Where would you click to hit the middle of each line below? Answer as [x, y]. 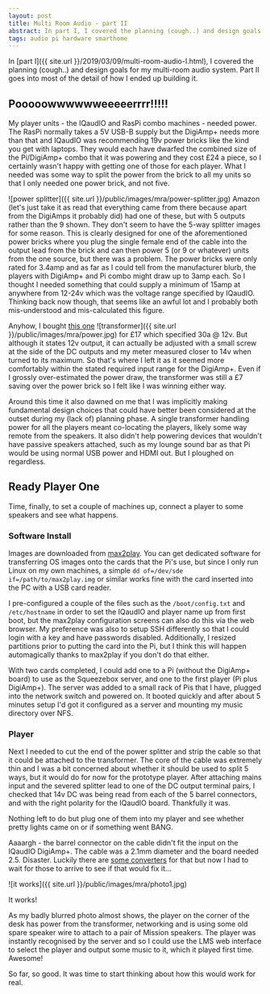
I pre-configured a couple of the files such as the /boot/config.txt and [127, 603]
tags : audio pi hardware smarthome [68, 38]
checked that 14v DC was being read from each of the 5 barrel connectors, [133, 795]
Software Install [40, 536]
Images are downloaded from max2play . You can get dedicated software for [135, 553]
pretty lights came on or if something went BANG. [91, 827]
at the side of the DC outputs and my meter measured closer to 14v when [130, 352]
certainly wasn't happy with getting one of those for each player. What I [127, 166]
